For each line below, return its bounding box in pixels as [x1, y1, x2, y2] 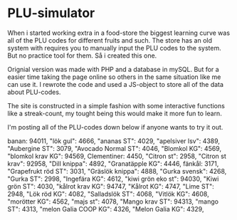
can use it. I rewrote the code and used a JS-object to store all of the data [7, 80, 224, 88]
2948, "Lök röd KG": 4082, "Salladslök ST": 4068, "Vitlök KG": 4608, [7, 189, 209, 198]
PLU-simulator [7, 5, 95, 21]
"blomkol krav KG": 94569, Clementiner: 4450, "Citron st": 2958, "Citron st [7, 152, 226, 160]
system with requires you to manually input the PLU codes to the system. [7, 43, 222, 52]
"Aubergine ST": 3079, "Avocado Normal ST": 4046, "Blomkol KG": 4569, [7, 144, 222, 152]
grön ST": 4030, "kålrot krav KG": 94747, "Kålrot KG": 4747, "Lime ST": [7, 182, 215, 190]
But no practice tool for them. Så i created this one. [7, 51, 157, 60]
